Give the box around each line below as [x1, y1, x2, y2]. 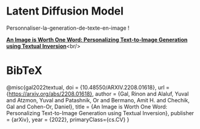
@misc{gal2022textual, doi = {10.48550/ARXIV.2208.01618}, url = [6, 84, 170, 91]
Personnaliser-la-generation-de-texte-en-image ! [6, 24, 130, 31]
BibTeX [6, 64, 42, 78]
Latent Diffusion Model [6, 4, 124, 18]
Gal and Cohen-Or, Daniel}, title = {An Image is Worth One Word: [6, 103, 168, 110]
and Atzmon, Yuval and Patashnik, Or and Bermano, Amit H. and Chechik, [6, 96, 190, 104]
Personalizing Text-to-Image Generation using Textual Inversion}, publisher [6, 109, 195, 116]
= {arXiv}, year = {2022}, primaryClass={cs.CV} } [6, 116, 130, 123]
